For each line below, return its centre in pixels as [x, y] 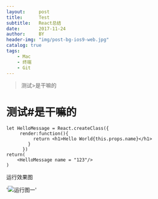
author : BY [25, 34]
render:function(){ [44, 134]
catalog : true [24, 46]
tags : [13, 51]
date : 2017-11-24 [36, 29]
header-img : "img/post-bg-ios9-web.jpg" [58, 40]
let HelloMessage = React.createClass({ [58, 129]
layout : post [28, 12]
